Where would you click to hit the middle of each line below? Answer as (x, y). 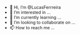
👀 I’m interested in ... (30, 12)
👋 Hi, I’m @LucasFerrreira (35, 7)
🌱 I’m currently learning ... (35, 17)
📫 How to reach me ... (32, 28)
